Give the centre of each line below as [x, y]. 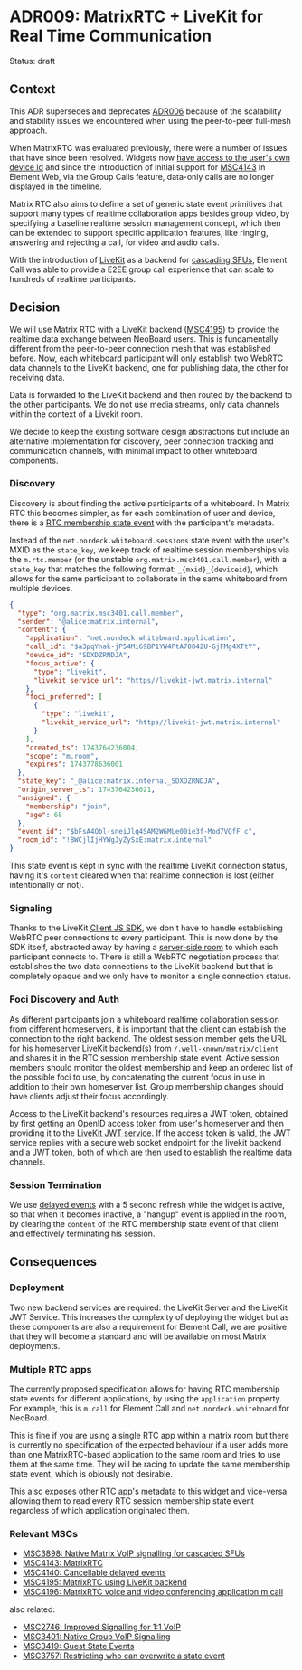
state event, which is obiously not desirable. [91, 1473]
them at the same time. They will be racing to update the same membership [150, 1464]
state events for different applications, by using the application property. [146, 1398]
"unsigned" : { [44, 797]
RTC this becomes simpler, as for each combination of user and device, [142, 513]
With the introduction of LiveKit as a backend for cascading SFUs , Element [148, 259]
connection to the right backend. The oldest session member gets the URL [148, 1038]
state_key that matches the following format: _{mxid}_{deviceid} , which [144, 569]
